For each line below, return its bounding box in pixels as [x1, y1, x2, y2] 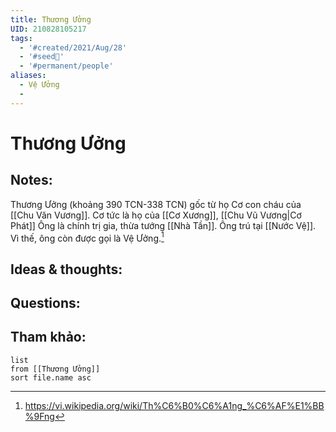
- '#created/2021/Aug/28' [19, 42, 128, 53]
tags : [10, 33, 33, 43]
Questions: [10, 295, 81, 312]
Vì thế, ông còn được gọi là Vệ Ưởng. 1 [10, 230, 165, 244]
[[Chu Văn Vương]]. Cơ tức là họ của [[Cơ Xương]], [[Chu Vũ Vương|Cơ [10, 209, 302, 221]
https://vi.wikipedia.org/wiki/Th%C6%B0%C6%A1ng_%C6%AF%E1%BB [24, 399, 325, 411]
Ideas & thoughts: [10, 261, 123, 278]
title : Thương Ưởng [10, 14, 92, 25]
